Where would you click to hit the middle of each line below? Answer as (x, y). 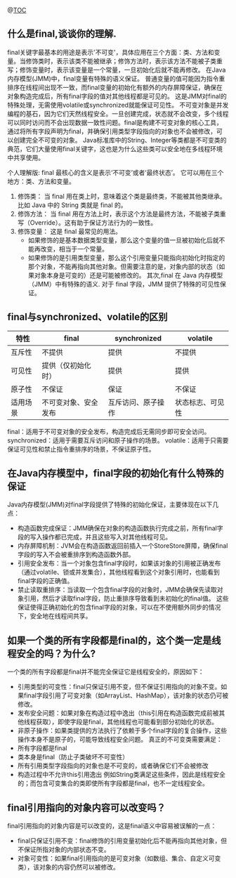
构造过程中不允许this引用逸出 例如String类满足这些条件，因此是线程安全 (122, 775)
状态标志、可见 (200, 402)
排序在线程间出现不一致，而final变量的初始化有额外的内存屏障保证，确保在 (115, 87)
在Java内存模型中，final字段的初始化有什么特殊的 (116, 473)
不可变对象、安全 (70, 402)
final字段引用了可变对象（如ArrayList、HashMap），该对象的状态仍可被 (126, 695)
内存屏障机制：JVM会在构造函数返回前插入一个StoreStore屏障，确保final (123, 546)
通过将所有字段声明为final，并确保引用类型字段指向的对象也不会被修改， (112, 131)
